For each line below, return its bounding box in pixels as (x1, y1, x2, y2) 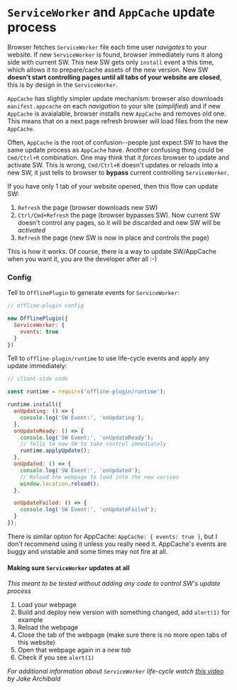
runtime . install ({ (7, 401, 62, 408)
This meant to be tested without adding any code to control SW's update (7, 579, 221, 588)
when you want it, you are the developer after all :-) (7, 255, 158, 263)
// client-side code (7, 375, 69, 383)
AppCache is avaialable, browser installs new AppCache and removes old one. (7, 109, 226, 118)
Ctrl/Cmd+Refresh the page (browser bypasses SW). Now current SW (17, 211, 221, 219)
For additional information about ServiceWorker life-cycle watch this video (7, 667, 224, 676)
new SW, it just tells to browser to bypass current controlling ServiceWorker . (7, 168, 229, 177)
